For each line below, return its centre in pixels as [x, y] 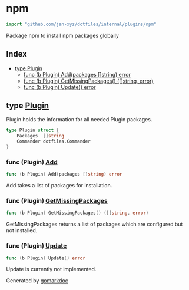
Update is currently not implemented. [51, 269]
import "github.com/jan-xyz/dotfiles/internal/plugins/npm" [82, 24]
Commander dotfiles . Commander [54, 141]
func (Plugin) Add [32, 162]
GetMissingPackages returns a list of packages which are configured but [94, 224]
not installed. [22, 230]
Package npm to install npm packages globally [63, 35]
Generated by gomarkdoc [37, 281]
